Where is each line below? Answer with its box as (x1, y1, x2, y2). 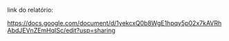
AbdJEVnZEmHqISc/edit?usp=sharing (7, 27, 116, 34)
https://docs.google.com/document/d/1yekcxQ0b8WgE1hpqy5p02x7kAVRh (7, 19, 222, 27)
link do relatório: (7, 6, 54, 14)
